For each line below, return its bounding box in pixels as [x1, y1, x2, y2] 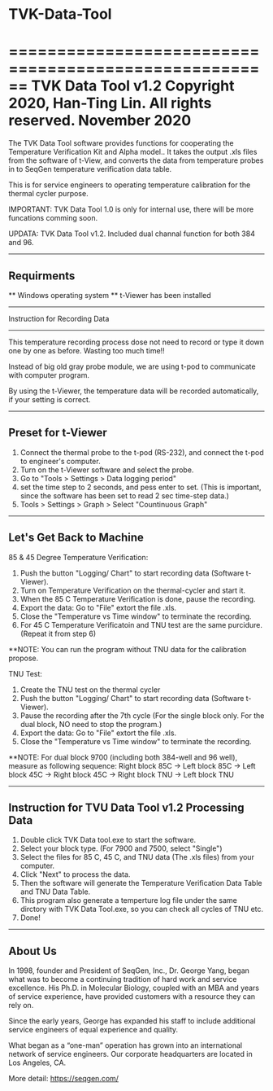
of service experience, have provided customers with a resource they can [8, 992, 256, 1001]
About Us [8, 944, 57, 957]
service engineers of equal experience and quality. [8, 1025, 179, 1035]
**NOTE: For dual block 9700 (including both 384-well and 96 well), [8, 752, 238, 762]
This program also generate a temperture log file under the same [19, 896, 237, 905]
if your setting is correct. [8, 394, 91, 404]
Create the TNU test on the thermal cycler [19, 685, 161, 694]
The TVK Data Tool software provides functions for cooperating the [8, 138, 234, 148]
